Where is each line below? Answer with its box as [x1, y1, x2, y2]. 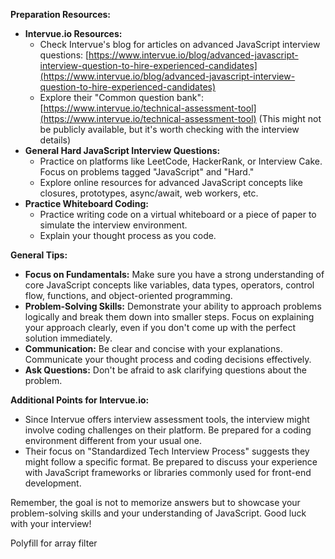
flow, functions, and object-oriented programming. [24, 290, 233, 301]
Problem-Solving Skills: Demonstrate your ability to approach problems [24, 300, 322, 312]
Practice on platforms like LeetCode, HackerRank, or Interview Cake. [39, 155, 323, 167]
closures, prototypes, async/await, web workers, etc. [39, 187, 259, 199]
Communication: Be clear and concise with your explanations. [24, 343, 283, 354]
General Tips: [10, 249, 68, 261]
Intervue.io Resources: [24, 28, 123, 39]
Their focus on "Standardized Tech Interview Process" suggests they [24, 445, 310, 457]
